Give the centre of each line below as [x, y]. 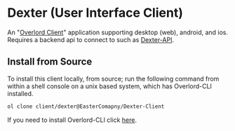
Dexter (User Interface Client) [95, 13]
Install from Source [50, 62]
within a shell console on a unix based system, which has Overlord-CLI [110, 86]
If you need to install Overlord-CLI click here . [72, 120]
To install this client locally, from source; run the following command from [113, 78]
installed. [20, 93]
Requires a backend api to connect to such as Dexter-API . [90, 39]
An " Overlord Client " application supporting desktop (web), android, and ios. [118, 32]
